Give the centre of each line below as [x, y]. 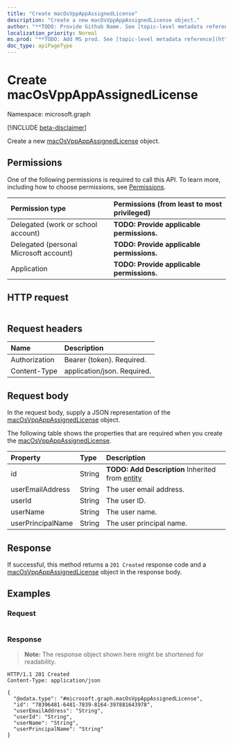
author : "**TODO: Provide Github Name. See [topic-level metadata [105, 26]
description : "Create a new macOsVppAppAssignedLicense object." [103, 20]
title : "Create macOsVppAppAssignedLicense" [72, 14]
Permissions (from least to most [168, 204]
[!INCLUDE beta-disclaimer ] [47, 127]
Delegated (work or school [54, 224]
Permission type [38, 208]
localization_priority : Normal [52, 33]
